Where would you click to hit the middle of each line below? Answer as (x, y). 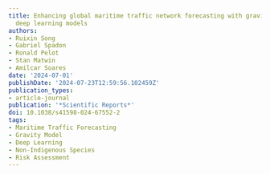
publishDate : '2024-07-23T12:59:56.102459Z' (84, 83)
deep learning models (52, 23)
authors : (23, 30)
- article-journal (39, 98)
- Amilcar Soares (37, 68)
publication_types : (41, 90)
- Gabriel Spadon (37, 46)
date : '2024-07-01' (41, 75)
